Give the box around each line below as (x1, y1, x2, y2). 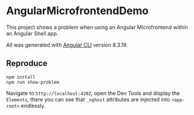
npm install (6, 74, 35, 80)
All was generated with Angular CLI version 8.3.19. (6, 41, 128, 48)
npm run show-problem (6, 79, 60, 85)
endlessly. (20, 102, 46, 109)
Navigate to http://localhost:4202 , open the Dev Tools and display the (6, 90, 180, 97)
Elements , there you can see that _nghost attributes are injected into (6, 96, 170, 103)
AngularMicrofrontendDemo (6, 4, 149, 18)
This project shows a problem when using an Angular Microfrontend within (6, 24, 188, 31)
